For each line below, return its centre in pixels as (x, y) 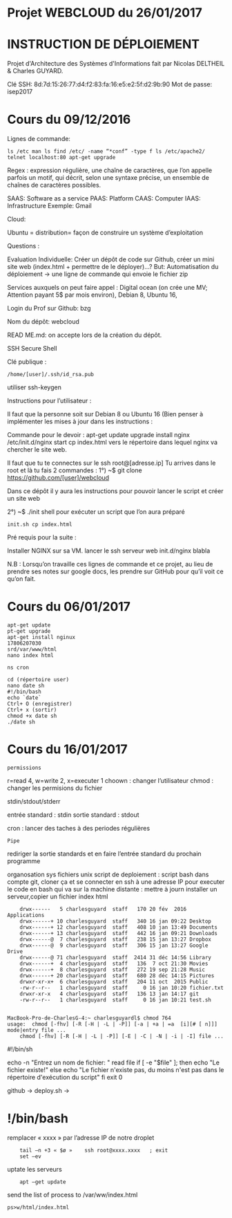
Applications (26, 915)
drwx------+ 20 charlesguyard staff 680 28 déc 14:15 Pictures (117, 976)
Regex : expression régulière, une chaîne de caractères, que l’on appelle (110, 170)
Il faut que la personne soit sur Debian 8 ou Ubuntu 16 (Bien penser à (105, 414)
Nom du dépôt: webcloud (43, 322)
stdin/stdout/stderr (34, 801)
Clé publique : (27, 362)
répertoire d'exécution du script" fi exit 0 (65, 1077)
